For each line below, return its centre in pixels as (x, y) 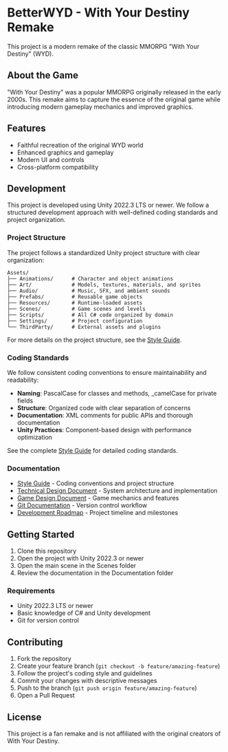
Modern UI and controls (50, 159)
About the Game (43, 75)
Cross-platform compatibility (58, 167)
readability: (23, 380)
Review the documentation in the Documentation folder (95, 573)
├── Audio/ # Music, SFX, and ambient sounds (89, 291)
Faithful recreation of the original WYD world (80, 145)
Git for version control (48, 620)
